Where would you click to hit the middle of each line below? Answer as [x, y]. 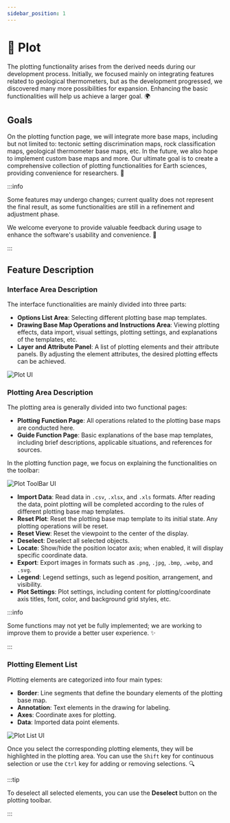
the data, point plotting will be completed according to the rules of [111, 505]
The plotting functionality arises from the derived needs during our [101, 67]
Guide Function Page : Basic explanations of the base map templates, [115, 435]
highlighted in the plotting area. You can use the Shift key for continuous [111, 756]
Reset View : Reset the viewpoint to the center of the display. [103, 533]
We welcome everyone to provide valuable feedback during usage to [105, 228]
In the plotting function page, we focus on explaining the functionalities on [112, 463]
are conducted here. [46, 428]
